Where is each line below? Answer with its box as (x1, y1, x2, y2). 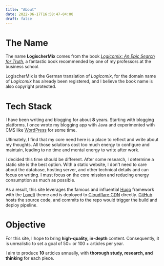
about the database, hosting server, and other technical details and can (5, 167, 149, 173)
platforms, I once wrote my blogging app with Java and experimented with (5, 122, 155, 128)
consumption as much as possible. (5, 177, 76, 183)
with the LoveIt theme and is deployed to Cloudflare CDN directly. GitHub (5, 192, 153, 198)
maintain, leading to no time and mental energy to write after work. (5, 147, 140, 153)
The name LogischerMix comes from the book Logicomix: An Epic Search (5, 53, 155, 59)
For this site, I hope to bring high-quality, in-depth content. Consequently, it (5, 235, 159, 242)
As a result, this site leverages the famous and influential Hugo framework (5, 186, 154, 193)
